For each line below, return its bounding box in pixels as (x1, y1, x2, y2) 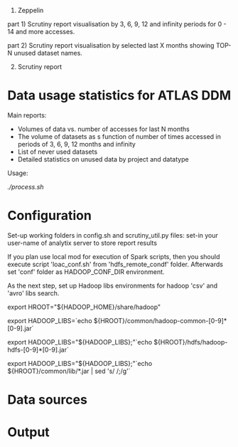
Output (7, 424, 50, 441)
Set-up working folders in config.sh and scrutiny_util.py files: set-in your (7, 231, 219, 239)
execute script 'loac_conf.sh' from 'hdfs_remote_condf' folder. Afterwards (7, 260, 224, 268)
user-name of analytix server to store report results (7, 238, 158, 247)
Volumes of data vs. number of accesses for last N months (17, 125, 190, 133)
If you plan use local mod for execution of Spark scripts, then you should (7, 252, 220, 261)
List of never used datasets (17, 147, 98, 156)
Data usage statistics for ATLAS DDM (7, 88, 232, 104)
